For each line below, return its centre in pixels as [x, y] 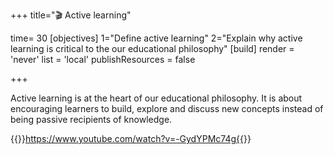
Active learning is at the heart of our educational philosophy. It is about [156, 98]
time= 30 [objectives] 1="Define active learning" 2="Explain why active [156, 38]
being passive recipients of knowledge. [91, 119]
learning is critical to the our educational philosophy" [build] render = [152, 48]
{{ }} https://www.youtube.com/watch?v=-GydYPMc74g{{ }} [131, 138]
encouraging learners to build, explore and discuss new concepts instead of [167, 108]
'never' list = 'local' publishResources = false [103, 59]
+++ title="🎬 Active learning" [71, 15]
